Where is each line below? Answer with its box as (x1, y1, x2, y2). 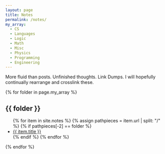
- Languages (10, 31, 36, 36)
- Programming (10, 55, 40, 60)
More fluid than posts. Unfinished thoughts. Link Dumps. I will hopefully (5, 74, 156, 80)
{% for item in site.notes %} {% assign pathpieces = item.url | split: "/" (12, 118, 161, 124)
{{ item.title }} (12, 128, 41, 135)
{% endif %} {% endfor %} (12, 134, 69, 140)
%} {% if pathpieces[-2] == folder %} (12, 123, 92, 129)
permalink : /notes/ (5, 17, 47, 22)
